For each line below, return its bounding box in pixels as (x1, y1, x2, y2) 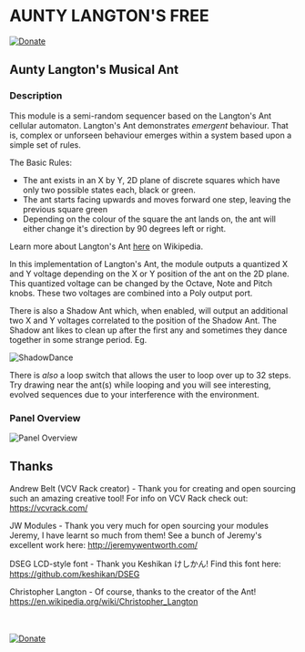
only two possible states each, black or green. (22, 184, 196, 195)
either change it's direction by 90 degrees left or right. (22, 223, 227, 233)
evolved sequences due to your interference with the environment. (9, 388, 259, 399)
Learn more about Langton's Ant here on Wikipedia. (9, 241, 203, 252)
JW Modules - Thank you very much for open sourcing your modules (9, 520, 269, 531)
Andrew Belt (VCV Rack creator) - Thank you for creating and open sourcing (9, 482, 296, 493)
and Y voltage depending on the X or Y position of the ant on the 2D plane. (9, 268, 290, 279)
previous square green (22, 203, 108, 214)
